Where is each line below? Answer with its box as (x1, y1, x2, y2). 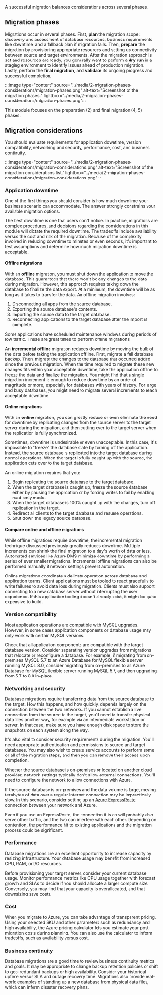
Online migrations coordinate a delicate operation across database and (5, 573, 147, 578)
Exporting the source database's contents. (12, 306, 98, 312)
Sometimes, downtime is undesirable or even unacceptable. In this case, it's (5, 439, 157, 445)
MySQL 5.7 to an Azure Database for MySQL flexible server (24, 657, 143, 663)
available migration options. (5, 208, 60, 214)
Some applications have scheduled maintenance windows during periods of (5, 331, 157, 337)
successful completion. (5, 73, 52, 79)
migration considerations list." (5, 169, 65, 175)
